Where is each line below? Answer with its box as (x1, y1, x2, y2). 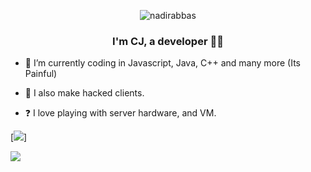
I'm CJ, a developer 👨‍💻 (112, 34, 224, 48)
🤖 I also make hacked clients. (24, 87, 145, 99)
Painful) (24, 68, 58, 80)
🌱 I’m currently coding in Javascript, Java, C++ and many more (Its (24, 57, 301, 69)
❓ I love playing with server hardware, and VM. (24, 107, 217, 119)
